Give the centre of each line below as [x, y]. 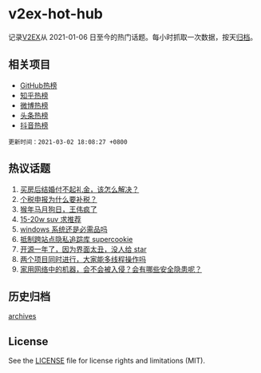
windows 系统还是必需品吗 [63, 229]
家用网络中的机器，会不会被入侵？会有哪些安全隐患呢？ [111, 269]
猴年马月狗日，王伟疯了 [58, 209]
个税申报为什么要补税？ [58, 199]
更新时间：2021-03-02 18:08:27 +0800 [68, 142]
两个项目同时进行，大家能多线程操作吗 [83, 259]
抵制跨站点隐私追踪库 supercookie [76, 239]
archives [22, 316]
